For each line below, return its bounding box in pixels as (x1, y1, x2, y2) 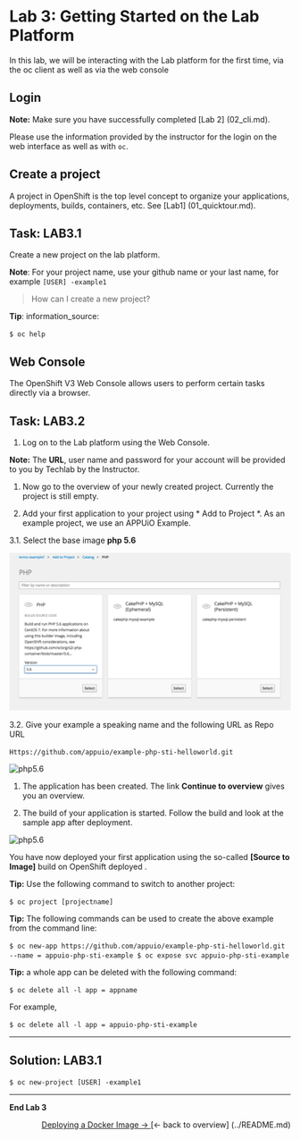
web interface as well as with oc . (9, 140, 129, 151)
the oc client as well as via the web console (9, 64, 170, 75)
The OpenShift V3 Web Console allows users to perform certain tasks (9, 378, 265, 389)
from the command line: (9, 923, 97, 933)
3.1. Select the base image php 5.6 (9, 535, 137, 545)
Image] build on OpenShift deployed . (9, 861, 147, 872)
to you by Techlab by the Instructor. (9, 464, 140, 475)
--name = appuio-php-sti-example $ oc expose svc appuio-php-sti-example (9, 950, 290, 960)
